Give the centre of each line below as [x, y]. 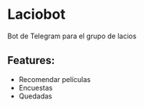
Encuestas [36, 87]
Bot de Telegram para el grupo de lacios [72, 36]
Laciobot [36, 14]
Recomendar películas [54, 79]
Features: [31, 61]
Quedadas [35, 96]
